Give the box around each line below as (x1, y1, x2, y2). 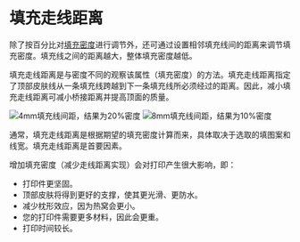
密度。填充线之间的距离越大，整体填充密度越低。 (16, 50, 197, 60)
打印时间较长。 (21, 222, 78, 233)
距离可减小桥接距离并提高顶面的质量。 (32, 91, 174, 102)
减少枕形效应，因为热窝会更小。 (21, 200, 140, 211)
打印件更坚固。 (21, 178, 78, 189)
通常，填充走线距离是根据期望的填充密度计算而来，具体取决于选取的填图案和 (9, 129, 291, 140)
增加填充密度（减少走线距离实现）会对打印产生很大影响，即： (9, 159, 237, 170)
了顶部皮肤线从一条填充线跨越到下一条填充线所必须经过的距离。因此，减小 (9, 80, 283, 91)
